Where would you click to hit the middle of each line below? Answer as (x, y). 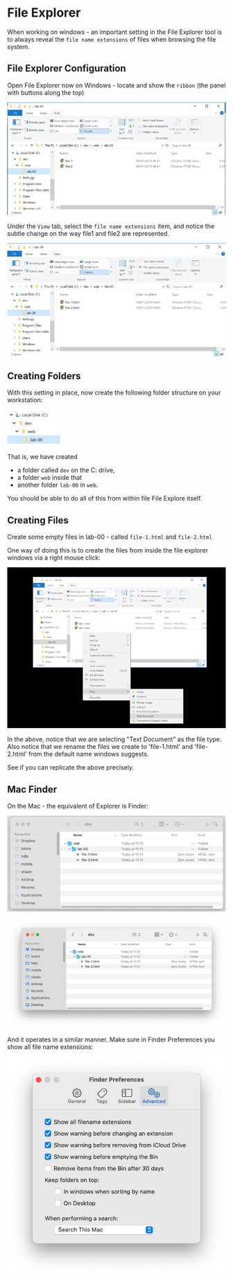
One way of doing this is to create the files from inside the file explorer (108, 550)
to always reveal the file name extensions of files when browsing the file (112, 39)
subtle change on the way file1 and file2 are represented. (88, 234)
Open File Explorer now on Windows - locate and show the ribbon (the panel (116, 85)
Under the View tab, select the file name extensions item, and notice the (111, 226)
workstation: (25, 400)
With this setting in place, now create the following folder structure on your (114, 392)
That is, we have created (42, 457)
